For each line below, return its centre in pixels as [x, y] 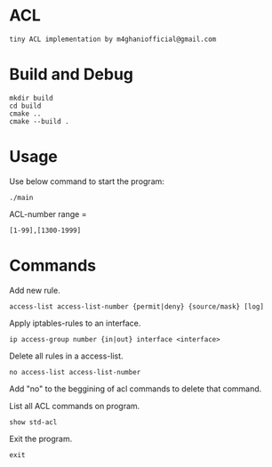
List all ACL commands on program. [75, 406]
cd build [25, 106]
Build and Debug [72, 74]
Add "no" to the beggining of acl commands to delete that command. [136, 389]
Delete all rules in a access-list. [66, 356]
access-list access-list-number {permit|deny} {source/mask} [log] [137, 306]
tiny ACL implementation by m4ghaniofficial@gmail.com [113, 39]
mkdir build [31, 98]
